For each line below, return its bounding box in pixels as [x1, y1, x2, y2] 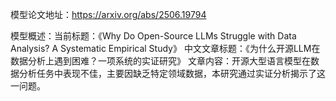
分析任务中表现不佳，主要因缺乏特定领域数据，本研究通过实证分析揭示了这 [18, 68, 326, 79]
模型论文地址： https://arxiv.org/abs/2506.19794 [10, 9, 207, 20]
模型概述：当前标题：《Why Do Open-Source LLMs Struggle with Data [10, 30, 297, 42]
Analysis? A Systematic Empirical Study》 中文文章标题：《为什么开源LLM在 [10, 43, 321, 54]
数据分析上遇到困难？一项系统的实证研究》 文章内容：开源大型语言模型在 [10, 55, 311, 67]
